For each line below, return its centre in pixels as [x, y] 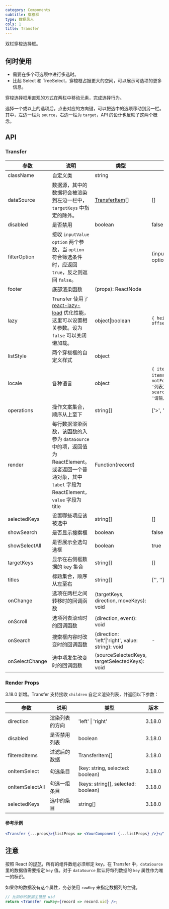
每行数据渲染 [67, 424]
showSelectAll [25, 546]
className [21, 175]
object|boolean [113, 321]
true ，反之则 [67, 272]
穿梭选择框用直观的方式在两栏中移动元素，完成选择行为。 [65, 98]
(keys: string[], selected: [107, 784]
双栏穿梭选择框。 [23, 44]
